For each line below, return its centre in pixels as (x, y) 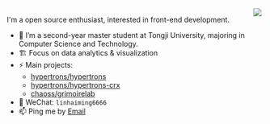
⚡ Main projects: (46, 65)
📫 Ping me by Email (52, 111)
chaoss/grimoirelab (63, 93)
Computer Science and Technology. (78, 44)
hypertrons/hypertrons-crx (75, 85)
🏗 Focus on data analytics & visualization (88, 53)
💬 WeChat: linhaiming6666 (63, 102)
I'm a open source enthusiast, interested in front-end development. (118, 20)
